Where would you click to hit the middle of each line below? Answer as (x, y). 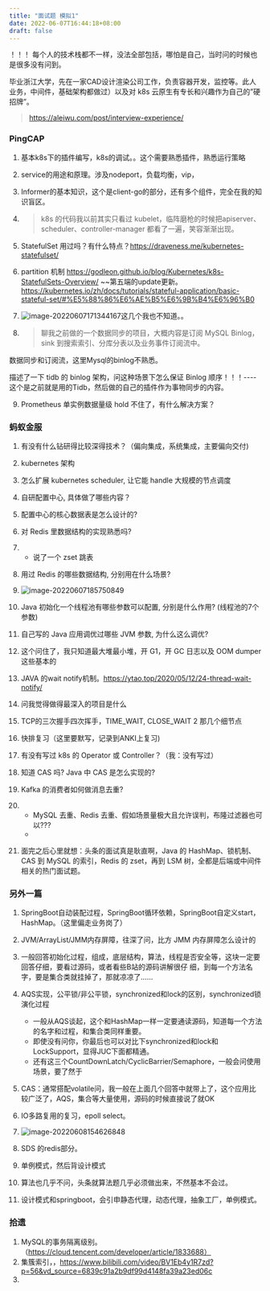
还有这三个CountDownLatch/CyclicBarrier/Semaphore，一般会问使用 (147, 1062)
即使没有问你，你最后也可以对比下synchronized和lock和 (126, 1042)
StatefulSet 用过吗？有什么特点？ (76, 245)
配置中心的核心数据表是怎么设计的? (79, 514)
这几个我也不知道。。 (154, 315)
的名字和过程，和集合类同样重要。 (89, 1031)
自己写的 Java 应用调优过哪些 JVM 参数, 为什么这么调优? (115, 634)
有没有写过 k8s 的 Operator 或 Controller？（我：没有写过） (119, 755)
